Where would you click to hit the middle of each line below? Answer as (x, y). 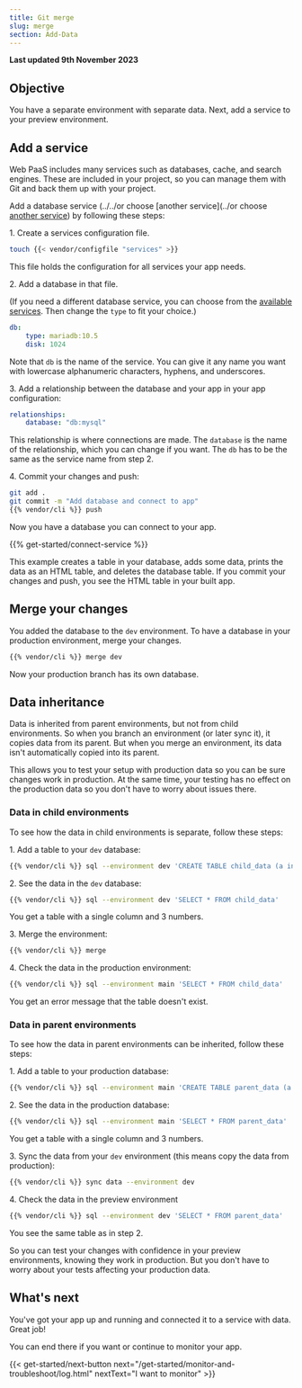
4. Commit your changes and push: (74, 477)
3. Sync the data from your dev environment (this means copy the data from (149, 1156)
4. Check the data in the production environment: (100, 968)
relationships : (38, 415)
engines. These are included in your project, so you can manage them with (147, 179)
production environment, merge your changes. (96, 640)
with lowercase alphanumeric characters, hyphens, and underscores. (138, 371)
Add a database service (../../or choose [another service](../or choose (138, 206)
